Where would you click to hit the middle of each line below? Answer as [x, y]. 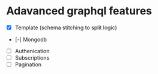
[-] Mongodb [31, 39]
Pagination [28, 64]
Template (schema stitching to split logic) [66, 27]
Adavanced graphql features [79, 11]
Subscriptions [32, 58]
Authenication [32, 51]
